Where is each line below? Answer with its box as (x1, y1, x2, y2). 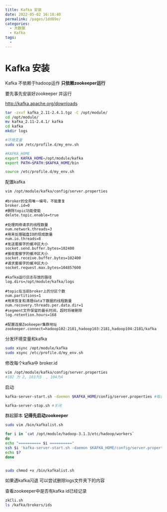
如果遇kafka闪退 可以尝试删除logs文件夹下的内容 (5, 478, 105, 484)
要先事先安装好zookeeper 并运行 (5, 90, 72, 96)
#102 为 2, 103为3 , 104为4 (5, 374, 64, 379)
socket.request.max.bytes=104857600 (5, 265, 81, 270)
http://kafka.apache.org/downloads (5, 100, 78, 106)
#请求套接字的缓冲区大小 (5, 261, 48, 266)
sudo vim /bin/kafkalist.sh (5, 423, 64, 427)
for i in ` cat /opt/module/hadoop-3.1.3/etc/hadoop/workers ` (5, 431, 135, 436)
